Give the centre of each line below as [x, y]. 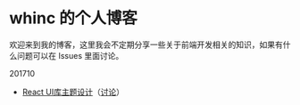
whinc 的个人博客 [74, 18]
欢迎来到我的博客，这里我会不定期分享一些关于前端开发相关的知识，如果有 [146, 44]
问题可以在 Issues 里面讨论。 [70, 55]
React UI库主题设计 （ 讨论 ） [73, 92]
